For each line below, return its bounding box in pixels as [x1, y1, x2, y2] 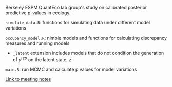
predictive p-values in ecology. [5, 10, 71, 16]
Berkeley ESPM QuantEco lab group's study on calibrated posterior [5, 5, 147, 10]
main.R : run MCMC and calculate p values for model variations [5, 66, 137, 72]
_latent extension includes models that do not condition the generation [12, 50, 164, 56]
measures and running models [5, 40, 70, 46]
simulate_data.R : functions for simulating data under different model [5, 20, 150, 25]
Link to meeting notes [5, 76, 51, 82]
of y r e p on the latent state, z [12, 55, 72, 63]
